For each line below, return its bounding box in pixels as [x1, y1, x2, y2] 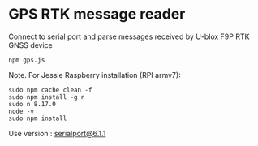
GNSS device [8, 40, 53, 49]
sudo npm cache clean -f [8, 86, 92, 94]
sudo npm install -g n [8, 92, 85, 101]
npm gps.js [8, 56, 45, 64]
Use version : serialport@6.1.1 [8, 128, 106, 138]
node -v [8, 107, 35, 115]
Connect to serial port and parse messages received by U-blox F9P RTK [8, 32, 250, 41]
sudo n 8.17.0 [8, 100, 57, 108]
